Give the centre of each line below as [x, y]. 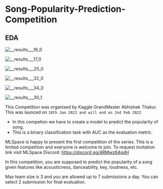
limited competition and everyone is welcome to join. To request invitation [80, 147]
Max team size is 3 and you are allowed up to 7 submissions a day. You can [82, 177]
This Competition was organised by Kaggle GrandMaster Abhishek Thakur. [81, 107]
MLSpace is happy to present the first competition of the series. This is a [79, 142]
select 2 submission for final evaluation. [45, 182]
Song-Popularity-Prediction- [65, 9]
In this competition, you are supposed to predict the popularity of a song [79, 162]
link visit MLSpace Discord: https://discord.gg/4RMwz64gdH [67, 152]
